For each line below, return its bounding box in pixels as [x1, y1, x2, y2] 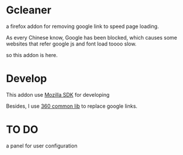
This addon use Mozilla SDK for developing [6, 91, 110, 98]
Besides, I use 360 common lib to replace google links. [6, 103, 138, 110]
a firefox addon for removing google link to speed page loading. [6, 23, 159, 30]
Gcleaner [6, 3, 51, 17]
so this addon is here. [6, 51, 58, 58]
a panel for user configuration [6, 142, 78, 149]
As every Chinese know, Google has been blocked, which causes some [6, 34, 178, 41]
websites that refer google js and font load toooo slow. [6, 40, 137, 47]
